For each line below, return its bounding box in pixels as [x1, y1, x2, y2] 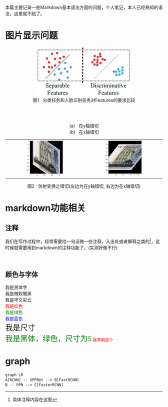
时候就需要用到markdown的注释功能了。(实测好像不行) [5, 244, 118, 250]
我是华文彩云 [5, 297, 31, 303]
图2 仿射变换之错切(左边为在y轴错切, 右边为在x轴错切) [27, 183, 141, 189]
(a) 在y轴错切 [69, 123, 99, 129]
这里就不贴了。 [13, 10, 45, 16]
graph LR [5, 372, 23, 377]
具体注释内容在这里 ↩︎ [12, 396, 57, 402]
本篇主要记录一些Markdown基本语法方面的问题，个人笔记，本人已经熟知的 [5, 4, 158, 10]
